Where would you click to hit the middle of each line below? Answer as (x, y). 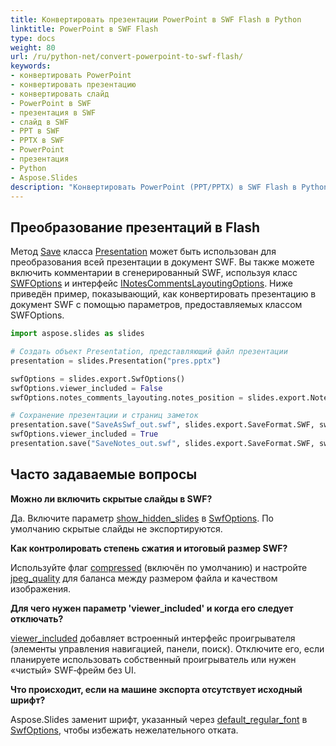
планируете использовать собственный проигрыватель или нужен (153, 659)
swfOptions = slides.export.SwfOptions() (98, 379)
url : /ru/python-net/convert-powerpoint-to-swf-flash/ (127, 57)
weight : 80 (33, 47)
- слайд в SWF (40, 122)
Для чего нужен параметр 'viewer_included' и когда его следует (152, 608)
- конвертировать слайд (60, 94)
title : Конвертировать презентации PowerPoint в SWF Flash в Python (156, 19)
